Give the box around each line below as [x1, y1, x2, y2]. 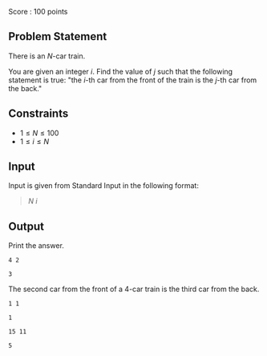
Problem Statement [8, 30, 107, 43]
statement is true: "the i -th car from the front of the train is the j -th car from [8, 75, 257, 85]
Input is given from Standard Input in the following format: [8, 181, 199, 190]
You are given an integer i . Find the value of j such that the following [8, 66, 233, 76]
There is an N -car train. [8, 51, 86, 61]
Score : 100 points [8, 7, 68, 16]
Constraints [8, 107, 69, 121]
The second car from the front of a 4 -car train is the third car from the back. [8, 284, 260, 294]
